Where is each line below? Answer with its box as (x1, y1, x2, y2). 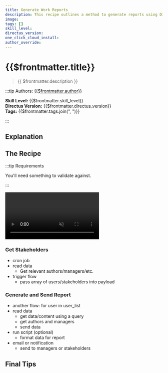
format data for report (19, 334, 65, 341)
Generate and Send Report (5, 291, 71, 298)
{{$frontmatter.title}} (5, 61, 95, 73)
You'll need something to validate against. (5, 172, 91, 178)
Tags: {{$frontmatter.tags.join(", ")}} (5, 108, 80, 114)
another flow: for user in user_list (12, 303, 81, 309)
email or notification (12, 340, 54, 346)
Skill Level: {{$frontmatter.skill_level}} (5, 97, 83, 103)
